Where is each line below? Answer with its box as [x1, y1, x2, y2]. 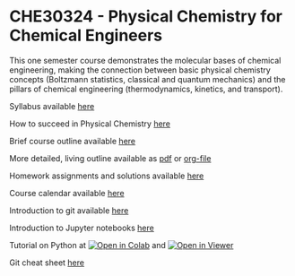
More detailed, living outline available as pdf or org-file [9, 152, 212, 163]
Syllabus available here [9, 100, 95, 111]
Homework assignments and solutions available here [9, 170, 204, 181]
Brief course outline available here [9, 135, 136, 146]
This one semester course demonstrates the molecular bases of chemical [9, 55, 282, 65]
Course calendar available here [9, 187, 125, 198]
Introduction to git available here [9, 204, 129, 216]
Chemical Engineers [9, 25, 163, 46]
